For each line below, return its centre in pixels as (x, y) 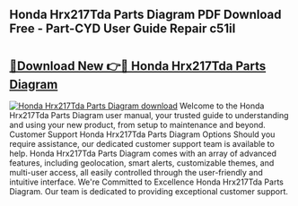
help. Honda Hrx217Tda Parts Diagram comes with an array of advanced (143, 153)
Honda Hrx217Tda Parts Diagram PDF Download (145, 15)
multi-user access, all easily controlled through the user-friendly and (136, 172)
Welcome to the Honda (222, 106)
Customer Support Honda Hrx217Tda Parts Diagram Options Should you (142, 134)
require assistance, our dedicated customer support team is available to (142, 144)
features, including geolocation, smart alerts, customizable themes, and (142, 163)
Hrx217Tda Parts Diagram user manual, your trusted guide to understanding (149, 115)
